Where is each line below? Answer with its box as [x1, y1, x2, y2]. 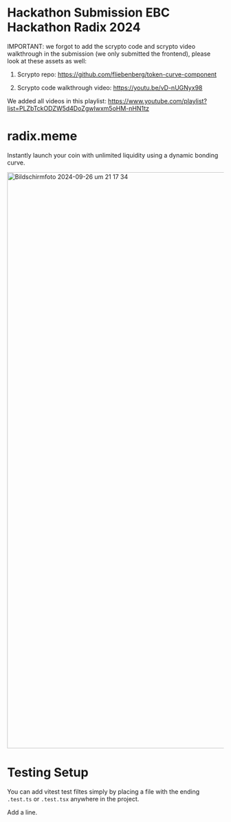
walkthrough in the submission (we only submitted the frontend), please [7, 50, 211, 58]
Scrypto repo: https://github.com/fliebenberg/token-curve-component [16, 70, 217, 78]
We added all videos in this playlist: [7, 96, 107, 105]
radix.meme [7, 129, 78, 144]
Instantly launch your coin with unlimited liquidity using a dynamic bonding [7, 151, 219, 159]
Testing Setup [7, 765, 89, 781]
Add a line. [7, 808, 38, 816]
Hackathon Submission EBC [7, 5, 170, 21]
